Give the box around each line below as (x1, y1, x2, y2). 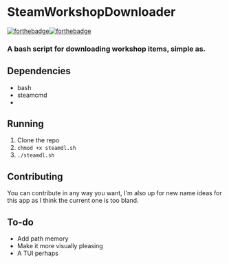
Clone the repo (17, 136, 60, 144)
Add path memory (17, 234, 69, 243)
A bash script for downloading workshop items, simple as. (7, 44, 206, 54)
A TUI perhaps (17, 249, 58, 258)
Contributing (7, 170, 63, 182)
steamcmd (17, 91, 47, 99)
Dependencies (7, 65, 71, 77)
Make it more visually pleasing (17, 242, 103, 250)
